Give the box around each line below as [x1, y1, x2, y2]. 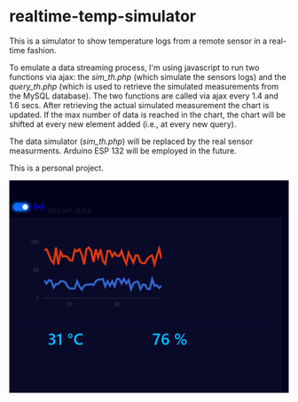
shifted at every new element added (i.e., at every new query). [9, 118, 237, 130]
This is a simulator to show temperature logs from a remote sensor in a [9, 35, 268, 46]
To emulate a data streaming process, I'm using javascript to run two [9, 62, 260, 73]
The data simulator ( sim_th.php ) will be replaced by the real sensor [9, 136, 254, 146]
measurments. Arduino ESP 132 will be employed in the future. [9, 145, 237, 156]
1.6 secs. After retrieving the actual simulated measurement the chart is [9, 99, 270, 110]
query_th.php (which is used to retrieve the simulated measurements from [9, 81, 279, 91]
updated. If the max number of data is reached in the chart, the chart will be [9, 109, 286, 120]
